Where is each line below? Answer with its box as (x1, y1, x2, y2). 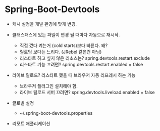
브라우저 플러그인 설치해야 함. (19, 82, 78, 89)
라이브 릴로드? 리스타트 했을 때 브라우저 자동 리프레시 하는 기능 (12, 72, 136, 78)
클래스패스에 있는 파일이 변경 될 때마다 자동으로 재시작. (12, 31, 120, 37)
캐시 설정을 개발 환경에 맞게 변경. (12, 21, 77, 27)
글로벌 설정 (12, 100, 34, 106)
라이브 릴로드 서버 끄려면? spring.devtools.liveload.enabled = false (19, 89, 155, 95)
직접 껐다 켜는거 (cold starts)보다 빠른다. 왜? (19, 42, 108, 49)
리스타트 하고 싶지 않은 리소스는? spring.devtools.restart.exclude (19, 55, 150, 61)
